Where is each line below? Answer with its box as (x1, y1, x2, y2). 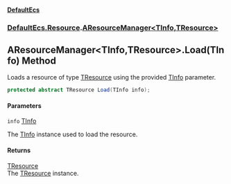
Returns (7, 146, 31, 154)
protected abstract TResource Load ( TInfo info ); (7, 86, 151, 93)
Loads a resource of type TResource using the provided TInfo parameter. (7, 73, 216, 82)
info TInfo (7, 117, 37, 125)
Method (22, 55, 57, 66)
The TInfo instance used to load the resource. (7, 130, 138, 138)
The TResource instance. (7, 169, 79, 177)
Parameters (7, 101, 42, 110)
